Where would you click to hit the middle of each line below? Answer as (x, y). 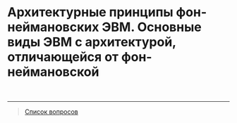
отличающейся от (63, 57)
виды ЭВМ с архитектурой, (92, 42)
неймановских (53, 27)
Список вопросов (51, 111)
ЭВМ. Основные (152, 27)
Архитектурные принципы (90, 12)
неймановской (53, 72)
